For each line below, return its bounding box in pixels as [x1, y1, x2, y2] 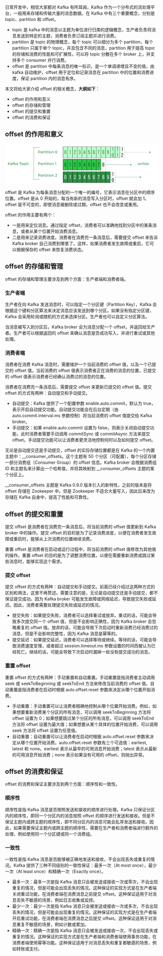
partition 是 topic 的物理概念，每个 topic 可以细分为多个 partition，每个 [12, 39, 154, 45]
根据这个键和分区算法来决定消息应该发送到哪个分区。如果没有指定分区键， [5, 307, 154, 313]
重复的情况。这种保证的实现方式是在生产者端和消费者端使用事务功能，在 [12, 934, 157, 939]
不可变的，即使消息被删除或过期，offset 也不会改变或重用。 [21, 201, 141, 207]
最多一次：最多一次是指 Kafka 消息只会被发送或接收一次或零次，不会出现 [12, 879, 158, 885]
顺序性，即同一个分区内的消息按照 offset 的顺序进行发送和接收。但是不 [13, 813, 155, 819]
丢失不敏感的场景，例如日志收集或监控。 [16, 897, 98, 903]
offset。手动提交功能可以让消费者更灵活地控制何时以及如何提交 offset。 [12, 437, 156, 443]
